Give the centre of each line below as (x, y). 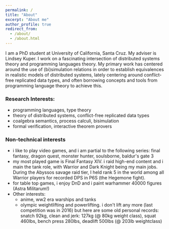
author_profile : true (28, 24)
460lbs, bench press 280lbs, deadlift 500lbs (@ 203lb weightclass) (91, 221)
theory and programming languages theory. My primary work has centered (84, 64)
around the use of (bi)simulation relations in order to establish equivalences (85, 69)
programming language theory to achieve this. (54, 85)
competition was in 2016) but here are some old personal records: (90, 211)
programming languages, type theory (52, 110)
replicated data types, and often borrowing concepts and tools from (86, 80)
